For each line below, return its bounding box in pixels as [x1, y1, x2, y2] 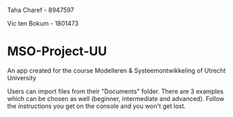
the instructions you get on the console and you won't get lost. [7, 102, 186, 110]
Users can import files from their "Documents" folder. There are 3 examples [7, 87, 224, 96]
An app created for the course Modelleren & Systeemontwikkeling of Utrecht [7, 66, 226, 75]
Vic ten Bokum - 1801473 [7, 19, 79, 27]
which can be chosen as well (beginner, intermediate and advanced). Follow [7, 94, 225, 102]
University [7, 73, 37, 82]
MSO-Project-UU [7, 44, 107, 60]
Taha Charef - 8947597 [7, 6, 74, 14]
